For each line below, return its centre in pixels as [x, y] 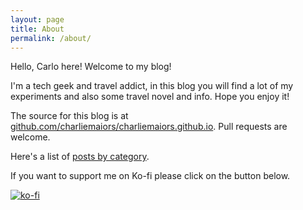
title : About [37, 29]
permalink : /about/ [51, 38]
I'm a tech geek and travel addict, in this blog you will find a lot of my [152, 86]
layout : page [37, 19]
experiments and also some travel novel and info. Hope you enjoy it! [150, 97]
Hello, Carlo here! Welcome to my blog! [91, 67]
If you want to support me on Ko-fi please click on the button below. [150, 176]
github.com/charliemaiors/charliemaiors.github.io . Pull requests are [149, 127]
